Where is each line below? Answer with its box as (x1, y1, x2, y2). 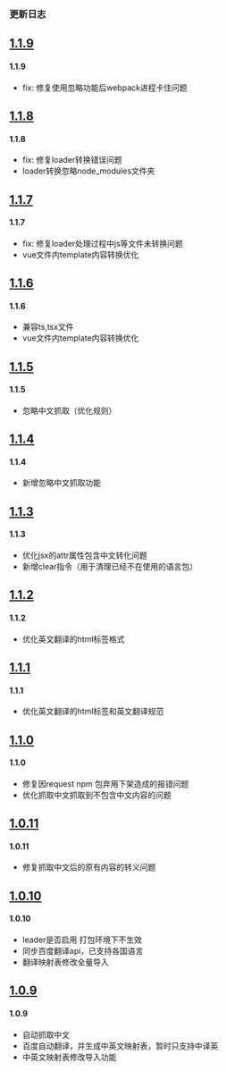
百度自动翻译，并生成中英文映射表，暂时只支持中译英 (21, 1040, 219, 1051)
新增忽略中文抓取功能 (21, 477, 101, 488)
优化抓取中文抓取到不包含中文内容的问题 (21, 789, 172, 800)
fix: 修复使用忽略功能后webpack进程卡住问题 (21, 82, 188, 93)
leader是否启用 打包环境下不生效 (21, 934, 143, 945)
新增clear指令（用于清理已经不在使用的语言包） (21, 561, 198, 572)
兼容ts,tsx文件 (21, 322, 74, 333)
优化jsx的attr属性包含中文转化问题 (21, 550, 147, 561)
